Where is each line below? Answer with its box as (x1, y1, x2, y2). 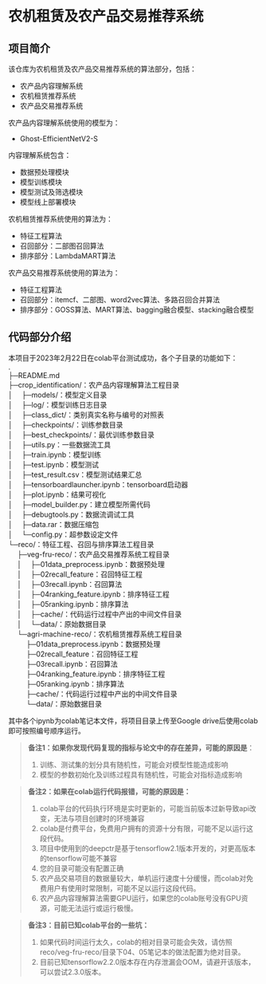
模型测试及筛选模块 (19, 187, 84, 196)
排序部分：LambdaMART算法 (19, 251, 116, 260)
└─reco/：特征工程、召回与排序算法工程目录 (8, 539, 155, 549)
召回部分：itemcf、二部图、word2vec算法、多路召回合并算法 (19, 295, 221, 304)
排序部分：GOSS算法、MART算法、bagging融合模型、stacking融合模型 (19, 305, 255, 314)
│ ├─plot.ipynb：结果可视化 (8, 490, 106, 499)
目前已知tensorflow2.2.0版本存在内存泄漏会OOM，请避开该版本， (39, 957, 256, 966)
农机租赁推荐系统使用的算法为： (8, 215, 113, 223)
